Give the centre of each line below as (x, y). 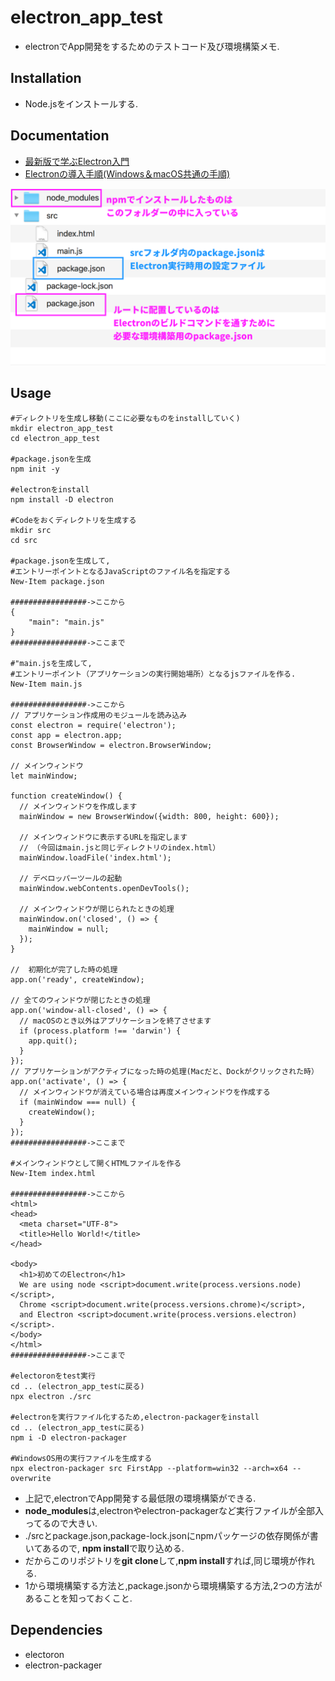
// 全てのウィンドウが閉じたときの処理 (80, 1000)
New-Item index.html (53, 1173)
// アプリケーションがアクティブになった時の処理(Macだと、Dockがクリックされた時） (164, 1071)
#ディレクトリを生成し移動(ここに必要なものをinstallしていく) (125, 418)
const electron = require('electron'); (93, 725)
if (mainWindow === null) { (78, 1102)
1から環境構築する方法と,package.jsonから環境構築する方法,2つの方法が (173, 1585)
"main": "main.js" (66, 622)
